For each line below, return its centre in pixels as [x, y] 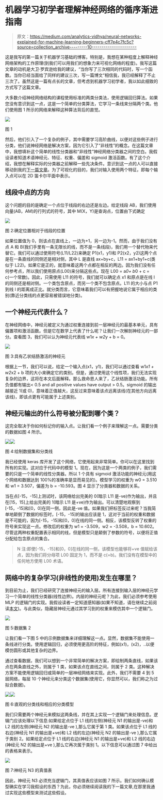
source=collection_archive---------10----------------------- [77, 47]
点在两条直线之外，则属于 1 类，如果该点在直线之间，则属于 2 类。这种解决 [80, 667]
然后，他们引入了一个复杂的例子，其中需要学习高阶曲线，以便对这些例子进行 [81, 139]
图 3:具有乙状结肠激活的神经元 [35, 356]
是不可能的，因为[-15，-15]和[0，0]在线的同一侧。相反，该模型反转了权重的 [81, 520]
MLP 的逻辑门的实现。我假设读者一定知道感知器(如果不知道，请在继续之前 [79, 603]
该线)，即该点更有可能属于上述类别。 [42, 397]
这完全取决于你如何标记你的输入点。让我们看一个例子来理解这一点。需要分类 [81, 426]
